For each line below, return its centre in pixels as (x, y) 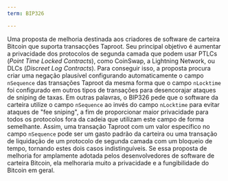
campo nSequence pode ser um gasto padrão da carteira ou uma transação (112, 134)
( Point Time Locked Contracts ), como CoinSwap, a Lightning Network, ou (111, 61)
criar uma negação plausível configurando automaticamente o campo (105, 75)
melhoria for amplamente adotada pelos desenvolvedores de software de (111, 156)
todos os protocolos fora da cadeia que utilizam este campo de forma (106, 119)
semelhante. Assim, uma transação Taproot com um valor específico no (109, 126)
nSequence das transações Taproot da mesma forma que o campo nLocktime (114, 82)
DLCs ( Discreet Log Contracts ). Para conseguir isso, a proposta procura (109, 68)
